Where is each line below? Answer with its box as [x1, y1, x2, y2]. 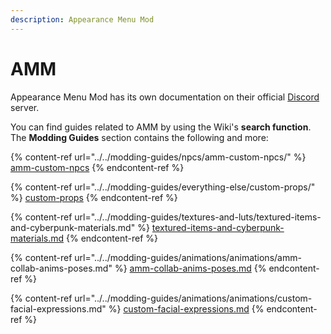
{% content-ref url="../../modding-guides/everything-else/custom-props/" [10, 181, 316, 193]
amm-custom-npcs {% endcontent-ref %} [10, 161, 185, 173]
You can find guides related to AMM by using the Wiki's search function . [10, 121, 312, 133]
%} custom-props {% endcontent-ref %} [10, 191, 178, 203]
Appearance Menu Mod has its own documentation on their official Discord [10, 91, 320, 103]
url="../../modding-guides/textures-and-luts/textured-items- [74, 211, 322, 223]
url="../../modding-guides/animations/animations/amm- [74, 251, 302, 263]
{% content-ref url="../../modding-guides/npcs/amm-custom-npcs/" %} [10, 151, 307, 163]
